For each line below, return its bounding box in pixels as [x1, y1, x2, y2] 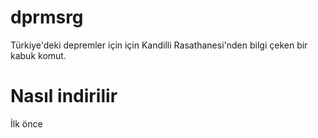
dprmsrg [10, 6, 84, 29]
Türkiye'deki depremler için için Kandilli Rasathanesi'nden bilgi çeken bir [10, 39, 308, 51]
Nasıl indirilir [10, 85, 118, 108]
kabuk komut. [10, 49, 67, 61]
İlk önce [10, 117, 43, 130]
